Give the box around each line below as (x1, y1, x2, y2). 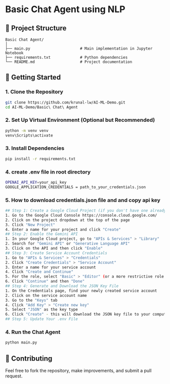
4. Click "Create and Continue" (5, 269, 73, 274)
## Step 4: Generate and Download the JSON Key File (5, 284, 119, 289)
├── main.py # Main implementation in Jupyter (5, 46, 153, 51)
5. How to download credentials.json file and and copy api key (5, 196, 161, 203)
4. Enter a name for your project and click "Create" (5, 227, 121, 232)
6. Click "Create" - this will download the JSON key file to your (5, 312, 151, 317)
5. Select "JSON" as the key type (5, 307, 78, 312)
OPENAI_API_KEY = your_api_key (5, 180, 67, 185)
